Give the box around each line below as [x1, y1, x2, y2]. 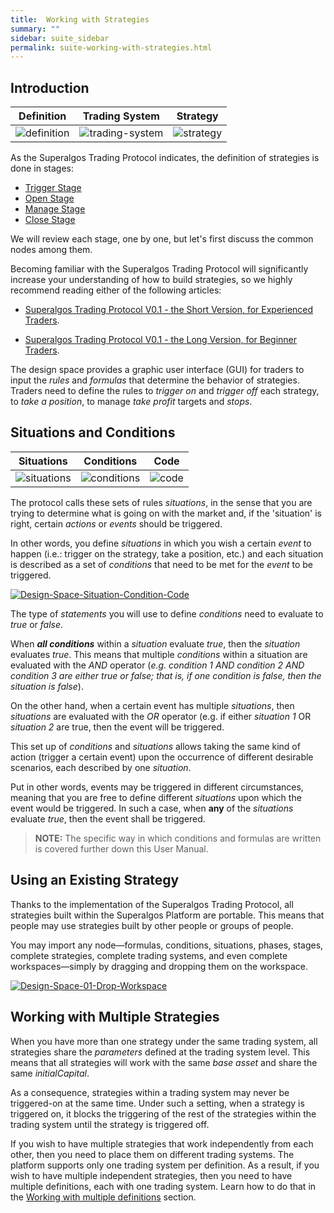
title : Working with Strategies [10, 14, 150, 25]
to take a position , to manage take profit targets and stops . [10, 396, 253, 408]
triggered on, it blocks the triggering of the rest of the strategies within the [10, 1107, 317, 1120]
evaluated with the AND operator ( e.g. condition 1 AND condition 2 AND [10, 659, 305, 671]
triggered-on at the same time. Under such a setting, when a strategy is [10, 1097, 305, 1109]
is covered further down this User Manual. [34, 842, 209, 855]
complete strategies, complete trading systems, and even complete [10, 949, 288, 961]
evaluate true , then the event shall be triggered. [10, 812, 206, 825]
